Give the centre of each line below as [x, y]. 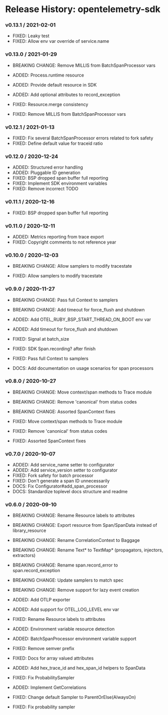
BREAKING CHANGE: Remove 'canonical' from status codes [75, 402]
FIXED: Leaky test [31, 36]
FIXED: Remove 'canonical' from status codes [60, 431]
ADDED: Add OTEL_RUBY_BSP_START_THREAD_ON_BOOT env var [82, 319]
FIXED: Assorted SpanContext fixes [49, 441]
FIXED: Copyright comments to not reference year [64, 242]
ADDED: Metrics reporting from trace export [58, 236]
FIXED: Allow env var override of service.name [61, 41]
